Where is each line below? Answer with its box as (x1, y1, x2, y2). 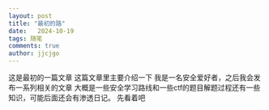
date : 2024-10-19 (8, 27, 75, 35)
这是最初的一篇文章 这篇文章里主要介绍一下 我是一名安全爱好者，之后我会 (8, 73, 254, 82)
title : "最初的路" (8, 19, 66, 27)
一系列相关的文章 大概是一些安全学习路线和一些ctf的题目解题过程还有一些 (15, 82, 261, 92)
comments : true (8, 42, 60, 50)
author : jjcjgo (8, 49, 60, 57)
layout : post (8, 11, 53, 20)
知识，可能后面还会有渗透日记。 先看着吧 (8, 93, 146, 102)
